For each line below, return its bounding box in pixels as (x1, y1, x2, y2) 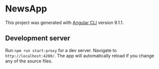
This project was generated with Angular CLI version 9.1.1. (5, 19, 124, 25)
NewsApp (5, 3, 47, 14)
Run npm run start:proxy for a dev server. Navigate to (5, 47, 117, 53)
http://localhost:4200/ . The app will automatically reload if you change (5, 52, 154, 58)
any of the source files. (5, 58, 52, 64)
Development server (5, 34, 70, 42)
